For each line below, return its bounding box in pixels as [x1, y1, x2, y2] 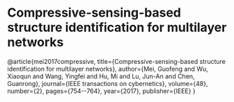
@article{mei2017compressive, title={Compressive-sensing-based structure [7, 57, 226, 65]
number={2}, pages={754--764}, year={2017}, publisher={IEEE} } [7, 87, 196, 95]
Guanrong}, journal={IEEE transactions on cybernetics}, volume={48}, [7, 79, 208, 87]
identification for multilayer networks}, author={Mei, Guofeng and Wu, [7, 65, 208, 73]
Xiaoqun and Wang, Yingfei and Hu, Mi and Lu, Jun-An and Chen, [7, 71, 195, 80]
